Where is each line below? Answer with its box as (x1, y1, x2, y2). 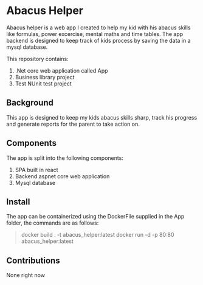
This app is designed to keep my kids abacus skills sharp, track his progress (6, 114, 198, 121)
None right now (6, 272, 46, 279)
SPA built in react (15, 166, 59, 173)
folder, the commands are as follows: (6, 219, 99, 226)
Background (6, 98, 53, 108)
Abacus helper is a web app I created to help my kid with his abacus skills (6, 24, 191, 31)
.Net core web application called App (15, 67, 108, 74)
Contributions (6, 255, 60, 265)
